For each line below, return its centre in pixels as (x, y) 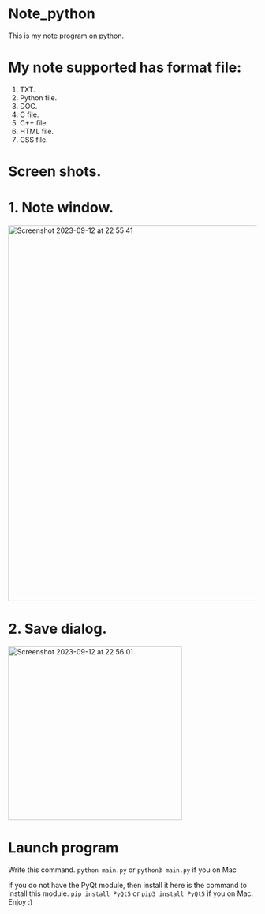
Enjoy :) (21, 901)
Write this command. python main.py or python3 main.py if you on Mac (122, 870)
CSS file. (34, 140)
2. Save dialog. (58, 629)
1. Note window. (61, 208)
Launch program (63, 848)
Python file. (38, 97)
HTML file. (36, 131)
